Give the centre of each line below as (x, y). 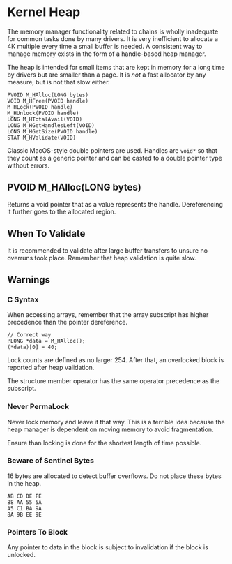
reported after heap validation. (51, 368)
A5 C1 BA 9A (24, 508)
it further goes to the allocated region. (62, 211)
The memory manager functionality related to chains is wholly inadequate (113, 31)
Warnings (29, 280)
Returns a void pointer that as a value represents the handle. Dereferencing (115, 204)
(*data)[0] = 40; (32, 347)
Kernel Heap (44, 12)
